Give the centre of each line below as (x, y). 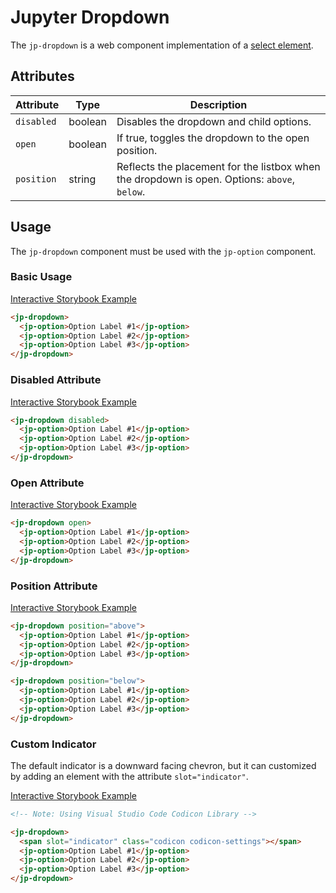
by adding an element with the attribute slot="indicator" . (129, 776)
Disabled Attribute (56, 380)
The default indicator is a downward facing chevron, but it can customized (163, 765)
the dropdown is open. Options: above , (206, 179)
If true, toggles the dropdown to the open (213, 138)
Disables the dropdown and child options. (214, 121)
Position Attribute (54, 586)
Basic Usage (41, 277)
